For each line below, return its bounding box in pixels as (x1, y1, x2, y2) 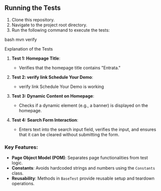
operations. (11, 181, 35, 187)
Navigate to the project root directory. (11, 22, 88, 28)
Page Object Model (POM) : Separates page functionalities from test (11, 155, 148, 161)
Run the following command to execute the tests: (11, 27, 110, 33)
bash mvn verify (4, 36, 37, 42)
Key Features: (4, 143, 38, 150)
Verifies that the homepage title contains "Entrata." (18, 65, 121, 70)
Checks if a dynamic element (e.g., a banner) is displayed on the (18, 102, 148, 108)
